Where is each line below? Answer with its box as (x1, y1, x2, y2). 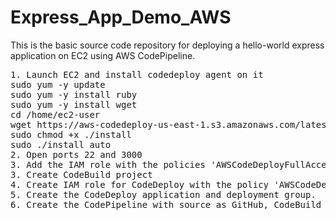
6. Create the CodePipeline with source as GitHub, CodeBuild (10, 199, 322, 210)
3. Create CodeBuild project (10, 169, 153, 180)
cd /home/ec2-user (10, 109, 101, 120)
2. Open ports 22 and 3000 (10, 149, 143, 160)
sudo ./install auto (10, 139, 112, 150)
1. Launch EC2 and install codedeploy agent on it (10, 69, 264, 80)
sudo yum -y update (10, 79, 106, 90)
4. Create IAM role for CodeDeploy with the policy (10, 179, 270, 190)
